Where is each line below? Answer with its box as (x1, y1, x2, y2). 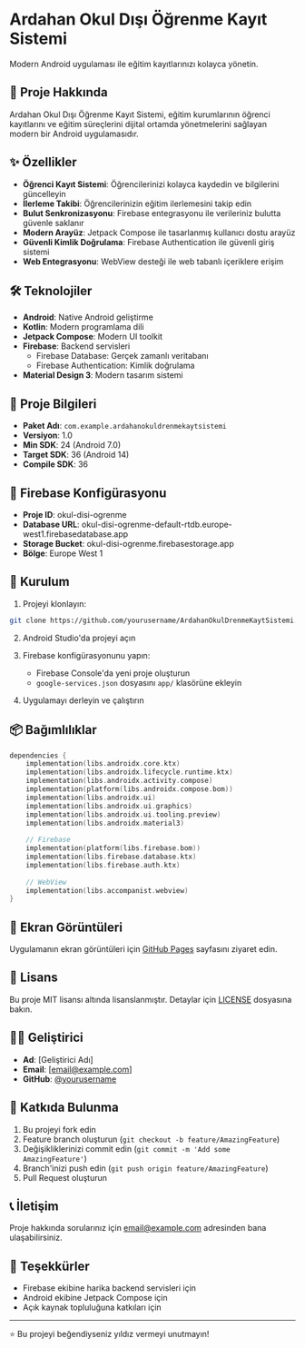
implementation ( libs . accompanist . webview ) (25, 886, 189, 895)
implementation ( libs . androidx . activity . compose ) (25, 777, 213, 786)
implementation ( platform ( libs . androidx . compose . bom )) (25, 785, 233, 794)
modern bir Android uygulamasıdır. (9, 128, 139, 139)
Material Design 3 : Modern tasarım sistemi (22, 370, 183, 381)
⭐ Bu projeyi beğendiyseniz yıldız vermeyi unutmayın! (9, 1329, 210, 1340)
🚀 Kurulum (9, 574, 70, 590)
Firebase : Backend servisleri (22, 341, 131, 352)
